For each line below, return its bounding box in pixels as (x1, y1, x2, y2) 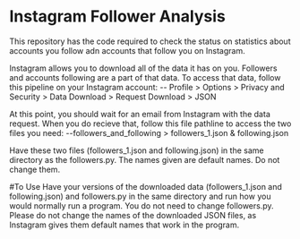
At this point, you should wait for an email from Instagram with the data (9, 108, 270, 119)
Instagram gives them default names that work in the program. (9, 219, 240, 230)
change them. (9, 164, 61, 175)
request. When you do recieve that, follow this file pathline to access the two (9, 118, 292, 129)
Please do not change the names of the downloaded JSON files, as (9, 209, 257, 220)
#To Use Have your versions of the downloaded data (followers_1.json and (9, 181, 282, 192)
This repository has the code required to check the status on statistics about (9, 36, 291, 47)
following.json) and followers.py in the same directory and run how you (9, 191, 271, 201)
